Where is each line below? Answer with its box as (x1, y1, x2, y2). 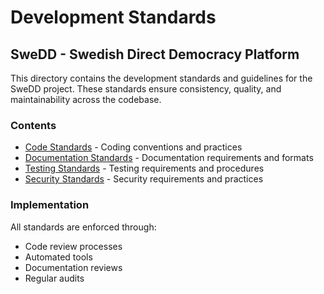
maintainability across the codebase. (10, 94, 162, 105)
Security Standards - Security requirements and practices (24, 173, 264, 185)
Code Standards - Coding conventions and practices (24, 141, 243, 153)
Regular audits (24, 272, 85, 284)
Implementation (10, 198, 90, 212)
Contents (10, 118, 57, 132)
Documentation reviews (24, 261, 123, 273)
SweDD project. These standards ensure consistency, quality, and (10, 83, 282, 95)
